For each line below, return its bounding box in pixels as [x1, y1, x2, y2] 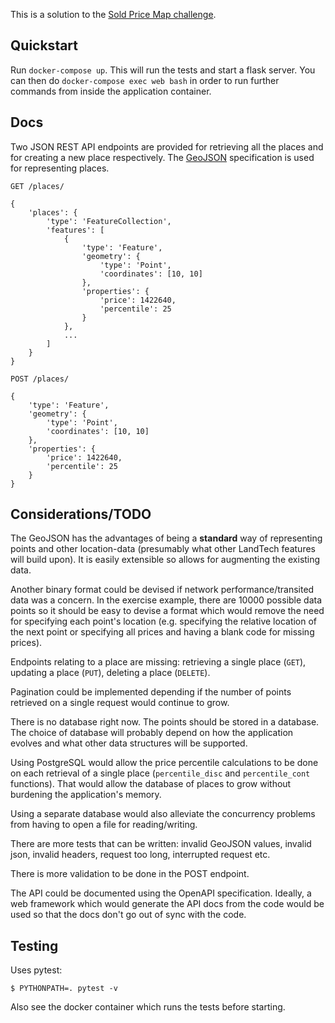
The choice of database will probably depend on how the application [10, 727, 294, 739]
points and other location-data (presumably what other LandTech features [10, 543, 316, 555]
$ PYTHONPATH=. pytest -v [10, 984, 118, 994]
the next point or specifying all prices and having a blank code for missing [10, 626, 315, 638]
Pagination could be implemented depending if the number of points [10, 686, 292, 698]
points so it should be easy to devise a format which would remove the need [10, 605, 325, 617]
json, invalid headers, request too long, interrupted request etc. [10, 849, 271, 861]
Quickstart [10, 37, 79, 54]
